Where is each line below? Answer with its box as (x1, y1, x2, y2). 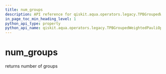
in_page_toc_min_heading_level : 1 (5, 16, 77, 21)
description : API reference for (5, 12, 72, 17)
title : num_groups (5, 7, 43, 12)
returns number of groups (5, 63, 58, 69)
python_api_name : (5, 26, 41, 31)
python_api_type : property (5, 21, 61, 26)
